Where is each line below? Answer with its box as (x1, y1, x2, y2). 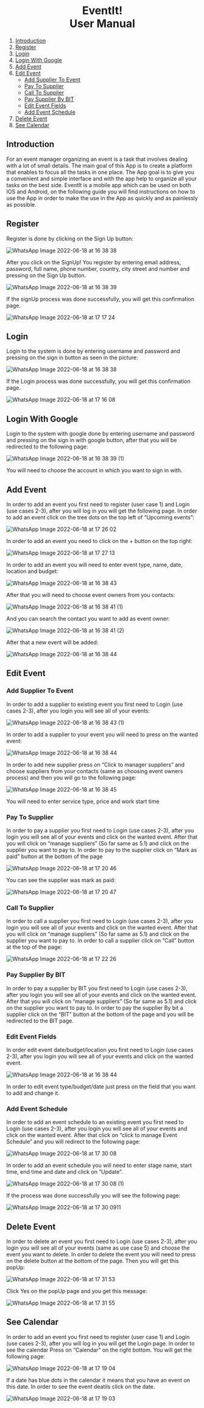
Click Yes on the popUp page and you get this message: (6, 1287, 147, 1294)
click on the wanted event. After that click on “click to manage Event (6, 1132, 178, 1139)
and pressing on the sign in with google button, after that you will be (6, 437, 177, 444)
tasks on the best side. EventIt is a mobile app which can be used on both (6, 181, 191, 188)
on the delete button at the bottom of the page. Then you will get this (6, 1257, 179, 1264)
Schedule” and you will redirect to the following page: (6, 1138, 141, 1146)
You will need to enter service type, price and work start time (6, 798, 160, 805)
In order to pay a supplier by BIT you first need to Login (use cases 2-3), (6, 984, 188, 991)
